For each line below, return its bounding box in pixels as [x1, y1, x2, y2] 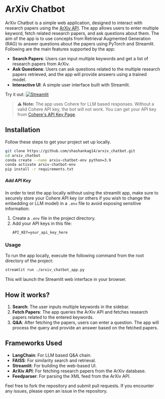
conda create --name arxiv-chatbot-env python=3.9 [5, 158, 111, 162]
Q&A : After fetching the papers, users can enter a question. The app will [12, 319, 159, 325]
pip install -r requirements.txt [5, 167, 74, 172]
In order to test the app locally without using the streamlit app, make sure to [5, 190, 159, 196]
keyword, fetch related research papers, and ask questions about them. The [5, 30, 159, 36]
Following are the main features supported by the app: [5, 46, 115, 52]
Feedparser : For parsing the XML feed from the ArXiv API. [12, 373, 131, 379]
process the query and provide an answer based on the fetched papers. [12, 325, 159, 331]
